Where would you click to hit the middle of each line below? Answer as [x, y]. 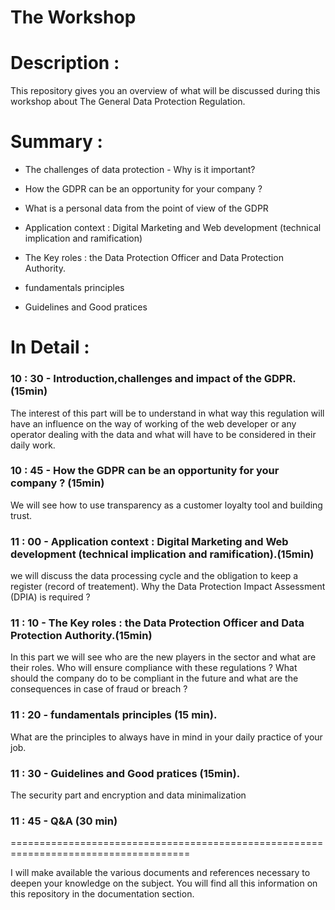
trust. [21, 515]
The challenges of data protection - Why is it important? [140, 170]
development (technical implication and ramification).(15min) [162, 554]
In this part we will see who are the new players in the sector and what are [163, 657]
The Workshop [73, 17]
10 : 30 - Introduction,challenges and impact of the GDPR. [153, 379]
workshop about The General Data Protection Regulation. [128, 102]
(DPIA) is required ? [50, 597]
